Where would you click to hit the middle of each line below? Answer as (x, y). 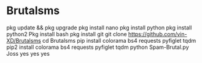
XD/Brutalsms (24, 40)
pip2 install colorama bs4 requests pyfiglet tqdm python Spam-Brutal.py (98, 47)
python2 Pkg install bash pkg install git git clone (67, 34)
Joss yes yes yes (28, 53)
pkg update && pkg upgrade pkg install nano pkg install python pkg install (99, 28)
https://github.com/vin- (157, 34)
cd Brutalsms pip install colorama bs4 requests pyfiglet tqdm (119, 40)
